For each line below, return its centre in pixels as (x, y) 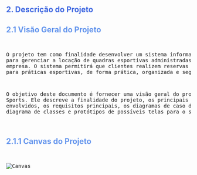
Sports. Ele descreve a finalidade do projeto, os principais (97, 100)
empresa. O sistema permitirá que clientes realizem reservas (97, 66)
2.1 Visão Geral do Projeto (54, 30)
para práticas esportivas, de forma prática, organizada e (93, 72)
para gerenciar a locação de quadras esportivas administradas (99, 60)
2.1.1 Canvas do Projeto (49, 141)
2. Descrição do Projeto (50, 10)
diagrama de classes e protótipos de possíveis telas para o (96, 112)
